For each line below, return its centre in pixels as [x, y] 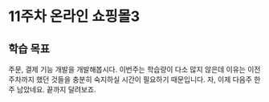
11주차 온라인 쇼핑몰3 [74, 16]
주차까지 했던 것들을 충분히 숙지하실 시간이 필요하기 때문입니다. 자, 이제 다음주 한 [134, 80]
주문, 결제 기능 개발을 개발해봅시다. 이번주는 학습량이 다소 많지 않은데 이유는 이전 [134, 69]
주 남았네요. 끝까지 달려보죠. [52, 90]
